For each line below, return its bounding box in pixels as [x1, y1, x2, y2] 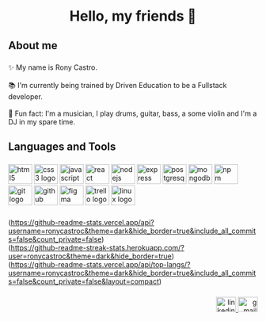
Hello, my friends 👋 [69, 7, 197, 25]
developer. [8, 91, 44, 101]
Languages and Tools [8, 139, 116, 153]
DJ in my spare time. [8, 117, 76, 126]
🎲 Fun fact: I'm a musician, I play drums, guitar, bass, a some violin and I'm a [8, 109, 257, 118]
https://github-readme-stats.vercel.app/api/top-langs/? [10, 259, 192, 269]
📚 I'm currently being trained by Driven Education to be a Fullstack [8, 80, 227, 90]
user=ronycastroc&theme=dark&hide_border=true [8, 251, 172, 261]
